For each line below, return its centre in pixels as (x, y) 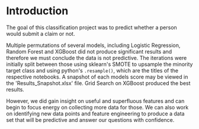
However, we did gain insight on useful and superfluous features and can (95, 101)
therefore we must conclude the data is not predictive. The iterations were (97, 58)
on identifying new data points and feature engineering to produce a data (95, 114)
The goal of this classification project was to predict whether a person (92, 27)
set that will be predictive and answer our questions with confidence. (90, 119)
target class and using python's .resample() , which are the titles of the (92, 70)
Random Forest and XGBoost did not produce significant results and (89, 51)
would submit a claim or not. (41, 33)
